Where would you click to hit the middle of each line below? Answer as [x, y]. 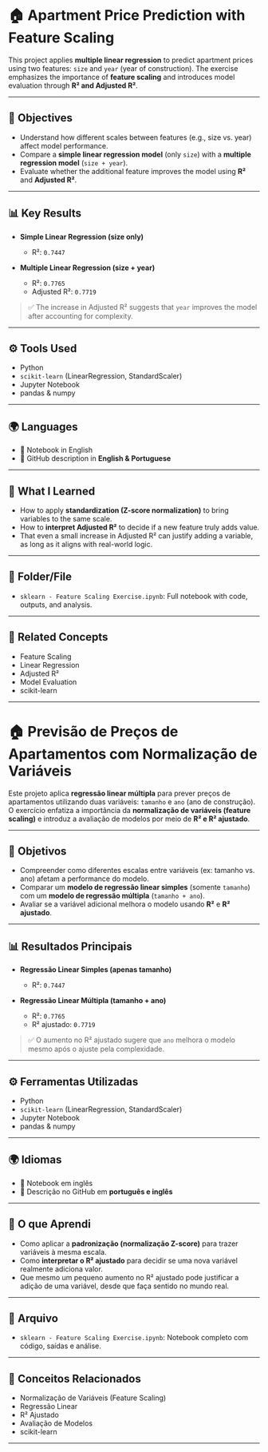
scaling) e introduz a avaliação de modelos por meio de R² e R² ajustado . [129, 819]
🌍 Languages [43, 427]
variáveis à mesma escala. [63, 1252]
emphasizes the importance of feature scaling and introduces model [122, 77]
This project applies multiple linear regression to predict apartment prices [131, 60]
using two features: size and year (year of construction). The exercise [123, 68]
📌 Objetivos [37, 851]
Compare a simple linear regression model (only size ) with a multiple [135, 154]
